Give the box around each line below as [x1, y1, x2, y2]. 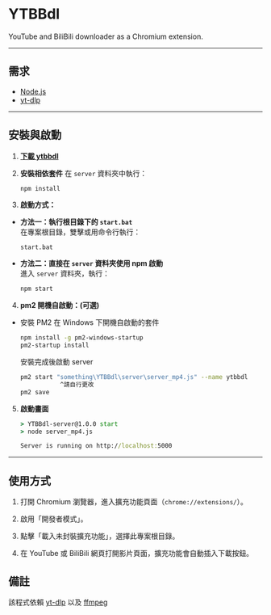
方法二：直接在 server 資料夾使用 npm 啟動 [19, 259, 164, 268]
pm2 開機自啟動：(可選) [19, 301, 100, 310]
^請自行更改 [60, 381, 94, 389]
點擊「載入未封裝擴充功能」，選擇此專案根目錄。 [19, 531, 180, 541]
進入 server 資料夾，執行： [19, 268, 110, 279]
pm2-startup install [19, 341, 90, 350]
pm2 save [19, 388, 50, 396]
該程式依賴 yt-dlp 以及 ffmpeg [8, 597, 108, 607]
